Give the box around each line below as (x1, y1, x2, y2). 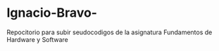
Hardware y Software (6, 35, 68, 43)
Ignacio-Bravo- (6, 5, 98, 21)
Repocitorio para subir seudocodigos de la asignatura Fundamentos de (6, 28, 213, 36)
